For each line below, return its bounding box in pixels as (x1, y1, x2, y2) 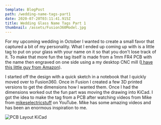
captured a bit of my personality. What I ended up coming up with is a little (5, 44, 155, 50)
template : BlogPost (5, 7, 45, 12)
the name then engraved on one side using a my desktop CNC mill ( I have (5, 59, 153, 65)
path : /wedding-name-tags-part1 (5, 12, 71, 17)
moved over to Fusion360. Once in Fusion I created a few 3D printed (5, 79, 142, 85)
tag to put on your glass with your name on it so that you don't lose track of (5, 49, 157, 55)
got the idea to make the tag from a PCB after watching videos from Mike (5, 94, 152, 100)
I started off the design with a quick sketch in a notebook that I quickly (5, 74, 146, 80)
